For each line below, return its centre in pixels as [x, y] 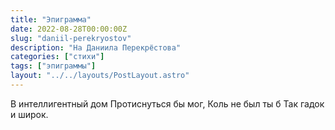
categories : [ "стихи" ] [57, 57]
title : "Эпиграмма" [51, 19]
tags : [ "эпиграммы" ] [53, 66]
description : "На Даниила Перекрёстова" [96, 47]
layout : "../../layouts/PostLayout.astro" [100, 76]
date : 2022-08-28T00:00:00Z [69, 29]
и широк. [29, 114]
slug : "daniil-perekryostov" [71, 38]
